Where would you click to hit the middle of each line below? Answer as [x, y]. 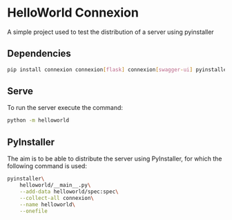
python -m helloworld [38, 120]
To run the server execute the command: [65, 108]
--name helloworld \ [48, 204]
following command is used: [47, 166]
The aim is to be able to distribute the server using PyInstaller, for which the [115, 159]
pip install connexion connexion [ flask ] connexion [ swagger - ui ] [100, 70]
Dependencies [39, 54]
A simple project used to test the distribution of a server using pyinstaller [110, 32]
